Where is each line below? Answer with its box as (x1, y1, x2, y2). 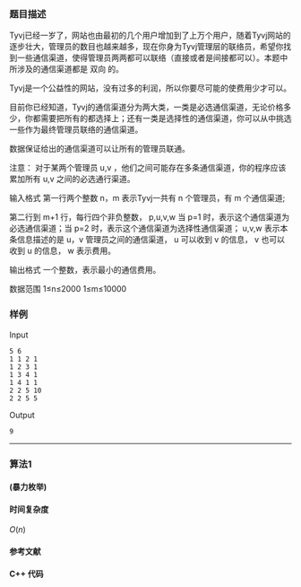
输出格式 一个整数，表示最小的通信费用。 (9, 265, 161, 276)
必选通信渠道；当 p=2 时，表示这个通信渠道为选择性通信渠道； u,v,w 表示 (9, 223, 280, 234)
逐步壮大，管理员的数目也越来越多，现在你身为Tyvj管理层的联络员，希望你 (9, 41, 284, 52)
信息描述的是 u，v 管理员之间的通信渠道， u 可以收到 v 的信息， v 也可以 (16, 234, 285, 245)
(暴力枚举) (9, 482, 47, 493)
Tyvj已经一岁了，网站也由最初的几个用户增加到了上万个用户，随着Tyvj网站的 (9, 30, 291, 41)
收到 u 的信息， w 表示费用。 (9, 245, 116, 257)
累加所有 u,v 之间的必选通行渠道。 (9, 173, 136, 185)
